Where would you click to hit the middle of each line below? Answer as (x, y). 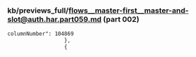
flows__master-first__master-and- (128, 11)
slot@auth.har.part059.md (55, 19)
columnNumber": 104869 (41, 34)
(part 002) (121, 19)
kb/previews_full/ (38, 11)
